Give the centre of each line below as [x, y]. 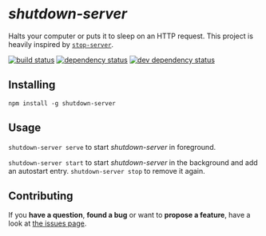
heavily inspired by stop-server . [61, 44]
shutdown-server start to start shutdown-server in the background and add [133, 162]
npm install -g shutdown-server [62, 103]
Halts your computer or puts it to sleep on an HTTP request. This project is [131, 36]
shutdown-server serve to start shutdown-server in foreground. [112, 147]
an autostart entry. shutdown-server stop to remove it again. [107, 171]
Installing [32, 85]
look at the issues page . [48, 223]
